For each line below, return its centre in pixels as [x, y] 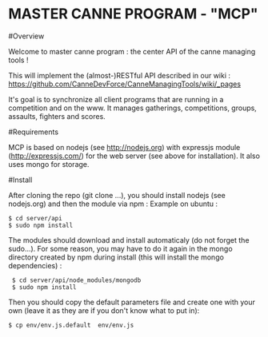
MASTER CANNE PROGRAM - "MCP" [133, 14]
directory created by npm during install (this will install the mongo [116, 257]
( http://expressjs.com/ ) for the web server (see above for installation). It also [134, 156]
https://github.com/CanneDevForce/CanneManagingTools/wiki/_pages [125, 84]
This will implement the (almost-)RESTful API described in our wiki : [119, 75]
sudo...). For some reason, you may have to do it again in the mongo [121, 248]
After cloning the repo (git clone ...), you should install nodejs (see [117, 195]
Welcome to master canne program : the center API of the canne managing [132, 51]
